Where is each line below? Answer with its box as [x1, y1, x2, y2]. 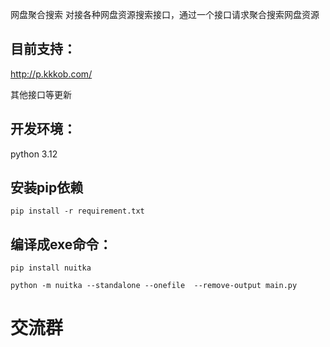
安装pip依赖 [10, 179, 84, 197]
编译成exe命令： [10, 236, 113, 253]
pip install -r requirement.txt [10, 206, 145, 217]
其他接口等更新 [10, 88, 72, 100]
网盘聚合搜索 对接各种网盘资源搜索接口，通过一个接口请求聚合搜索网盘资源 [10, 9, 320, 20]
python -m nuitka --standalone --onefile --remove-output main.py [10, 281, 298, 291]
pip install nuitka [10, 263, 92, 273]
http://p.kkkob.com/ [10, 68, 93, 80]
